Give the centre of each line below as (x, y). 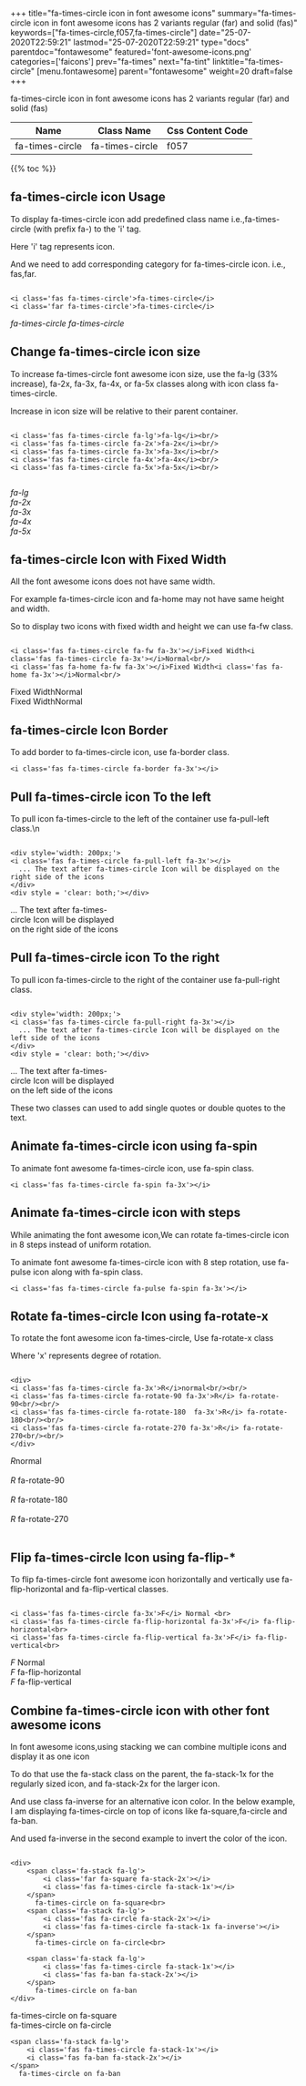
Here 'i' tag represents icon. (63, 246)
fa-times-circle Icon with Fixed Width (118, 560)
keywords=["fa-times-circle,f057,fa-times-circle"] (104, 32)
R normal (26, 1461)
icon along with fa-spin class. (88, 1272)
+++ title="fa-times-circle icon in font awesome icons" (113, 13)
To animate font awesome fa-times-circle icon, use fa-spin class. (132, 1168)
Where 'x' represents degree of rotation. (86, 1355)
